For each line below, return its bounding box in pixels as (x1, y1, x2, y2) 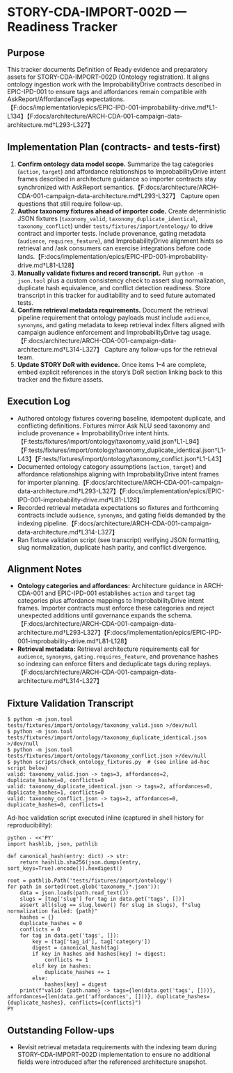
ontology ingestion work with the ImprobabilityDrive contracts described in (7, 80, 222, 88)
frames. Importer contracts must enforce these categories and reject (17, 604, 214, 613)
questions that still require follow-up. (17, 200, 123, 208)
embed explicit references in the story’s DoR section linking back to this (17, 368, 223, 376)
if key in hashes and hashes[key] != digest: (32, 950, 167, 958)
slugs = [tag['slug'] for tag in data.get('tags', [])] (19, 896, 186, 903)
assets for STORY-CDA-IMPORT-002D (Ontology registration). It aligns (7, 73, 210, 81)
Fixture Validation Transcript (7, 697, 134, 709)
